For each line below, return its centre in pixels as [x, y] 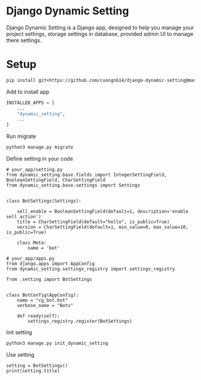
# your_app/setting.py [34, 170]
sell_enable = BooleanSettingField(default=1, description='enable [103, 212]
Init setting [19, 332]
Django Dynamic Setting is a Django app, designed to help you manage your [100, 27]
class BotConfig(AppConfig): [42, 295]
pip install [21, 80]
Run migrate [21, 136]
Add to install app [28, 91]
